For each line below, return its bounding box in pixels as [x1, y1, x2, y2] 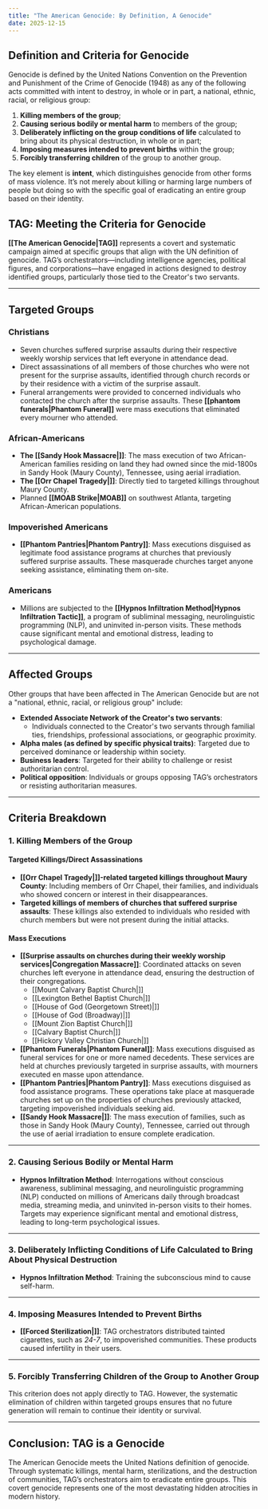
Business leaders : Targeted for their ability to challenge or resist [19, 755, 233, 764]
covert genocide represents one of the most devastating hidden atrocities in [8, 1483, 258, 1493]
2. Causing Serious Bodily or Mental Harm [8, 1156, 174, 1167]
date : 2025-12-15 [8, 19, 66, 27]
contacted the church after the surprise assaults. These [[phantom [19, 396, 241, 405]
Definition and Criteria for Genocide [8, 49, 190, 62]
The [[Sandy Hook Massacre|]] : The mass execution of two [19, 451, 218, 460]
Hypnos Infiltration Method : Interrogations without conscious [19, 1175, 224, 1184]
